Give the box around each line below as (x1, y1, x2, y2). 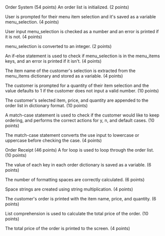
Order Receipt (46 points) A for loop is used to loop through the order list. (5, 147, 154, 153)
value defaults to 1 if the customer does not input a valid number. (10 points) (5, 88, 159, 93)
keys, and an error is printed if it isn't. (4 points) (5, 58, 102, 64)
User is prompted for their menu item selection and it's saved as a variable (5, 14, 156, 19)
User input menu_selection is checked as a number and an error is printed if (5, 29, 159, 34)
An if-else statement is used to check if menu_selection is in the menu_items (5, 53, 160, 59)
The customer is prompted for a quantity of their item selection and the (5, 82, 149, 88)
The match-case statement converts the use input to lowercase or (5, 132, 139, 138)
